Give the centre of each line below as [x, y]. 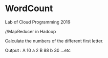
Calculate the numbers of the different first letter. [54, 41]
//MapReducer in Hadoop [31, 31]
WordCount [29, 9]
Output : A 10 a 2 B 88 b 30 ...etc [38, 50]
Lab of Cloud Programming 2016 [38, 22]
